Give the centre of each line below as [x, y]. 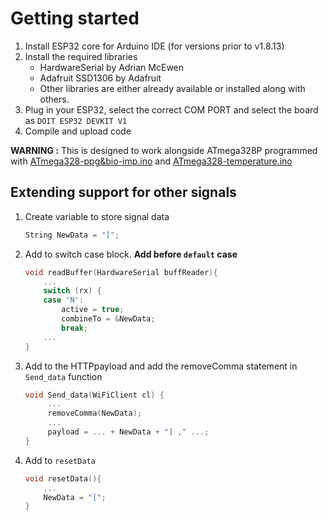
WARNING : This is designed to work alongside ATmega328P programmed [164, 150]
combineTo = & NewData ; [108, 319]
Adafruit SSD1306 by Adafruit [100, 78]
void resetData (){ [63, 478]
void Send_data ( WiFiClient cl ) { [94, 395]
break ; [75, 328]
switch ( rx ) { [72, 291]
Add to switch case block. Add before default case [131, 254]
